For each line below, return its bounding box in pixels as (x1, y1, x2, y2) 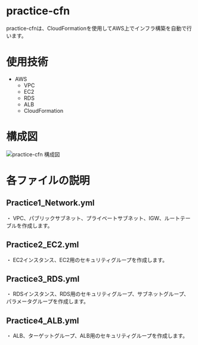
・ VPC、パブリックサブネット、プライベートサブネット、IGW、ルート (6, 214, 181, 221)
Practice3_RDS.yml (6, 274, 80, 284)
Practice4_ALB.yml (6, 315, 79, 326)
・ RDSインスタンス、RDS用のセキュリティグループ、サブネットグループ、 (6, 291, 190, 298)
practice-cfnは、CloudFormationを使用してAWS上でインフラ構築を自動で (6, 24, 187, 32)
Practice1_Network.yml (6, 198, 95, 208)
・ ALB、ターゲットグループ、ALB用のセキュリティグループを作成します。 (6, 332, 188, 340)
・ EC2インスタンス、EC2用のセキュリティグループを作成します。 (6, 256, 168, 263)
